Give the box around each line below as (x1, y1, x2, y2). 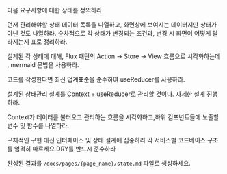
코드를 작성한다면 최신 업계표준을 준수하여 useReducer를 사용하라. (7, 75, 185, 84)
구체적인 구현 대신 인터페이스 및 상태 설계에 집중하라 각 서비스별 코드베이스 (7, 136, 206, 144)
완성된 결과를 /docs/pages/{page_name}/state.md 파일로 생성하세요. (7, 160, 191, 167)
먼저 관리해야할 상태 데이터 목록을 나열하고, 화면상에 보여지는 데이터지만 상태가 (7, 21, 217, 29)
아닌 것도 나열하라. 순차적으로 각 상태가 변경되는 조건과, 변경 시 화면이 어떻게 (7, 29, 211, 37)
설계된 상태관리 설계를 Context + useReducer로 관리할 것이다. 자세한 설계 (7, 90, 205, 98)
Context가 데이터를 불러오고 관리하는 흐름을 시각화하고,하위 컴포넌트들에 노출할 (7, 113, 219, 121)
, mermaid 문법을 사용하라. (7, 61, 80, 69)
